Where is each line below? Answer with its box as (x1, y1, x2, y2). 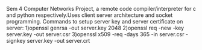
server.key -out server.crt (27, 37, 90, 44)
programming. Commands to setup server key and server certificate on (6, 18, 183, 25)
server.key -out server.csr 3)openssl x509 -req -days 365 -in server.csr (6, 31, 185, 38)
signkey (6, 37, 26, 44)
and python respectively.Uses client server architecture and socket (6, 11, 173, 19)
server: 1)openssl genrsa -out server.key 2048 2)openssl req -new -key (6, 24, 185, 31)
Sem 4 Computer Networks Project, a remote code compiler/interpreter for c (6, 5, 196, 12)
